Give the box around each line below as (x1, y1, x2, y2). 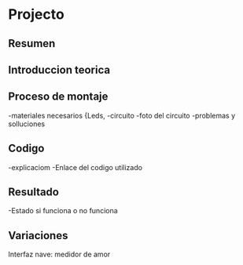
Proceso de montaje (8, 90, 109, 103)
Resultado (8, 185, 59, 198)
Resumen (8, 37, 56, 50)
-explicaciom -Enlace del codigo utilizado (8, 162, 143, 172)
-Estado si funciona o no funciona (8, 206, 118, 216)
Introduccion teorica (8, 63, 111, 76)
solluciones (8, 119, 46, 129)
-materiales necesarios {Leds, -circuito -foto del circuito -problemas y (8, 111, 236, 120)
